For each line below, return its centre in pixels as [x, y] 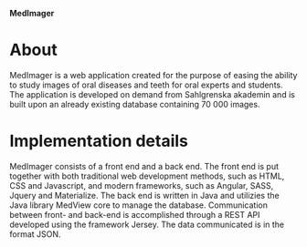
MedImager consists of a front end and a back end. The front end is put [144, 166]
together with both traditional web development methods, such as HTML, [147, 176]
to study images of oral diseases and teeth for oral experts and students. [146, 85]
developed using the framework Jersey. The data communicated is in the [147, 224]
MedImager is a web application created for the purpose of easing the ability [153, 75]
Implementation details [99, 141]
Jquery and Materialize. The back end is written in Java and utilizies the [145, 195]
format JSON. [35, 234]
